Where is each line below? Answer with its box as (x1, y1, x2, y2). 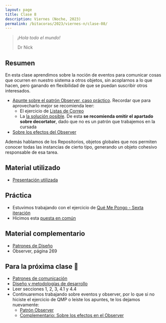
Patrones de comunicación (12, 275, 68, 281)
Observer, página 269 (12, 248, 57, 254)
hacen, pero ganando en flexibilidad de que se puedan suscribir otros (5, 82, 148, 88)
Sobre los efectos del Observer (12, 129, 77, 135)
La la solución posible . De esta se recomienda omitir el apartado (19, 113, 154, 119)
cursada (19, 124, 37, 130)
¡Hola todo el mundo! (17, 35, 61, 41)
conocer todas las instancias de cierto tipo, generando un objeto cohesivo (5, 144, 158, 150)
